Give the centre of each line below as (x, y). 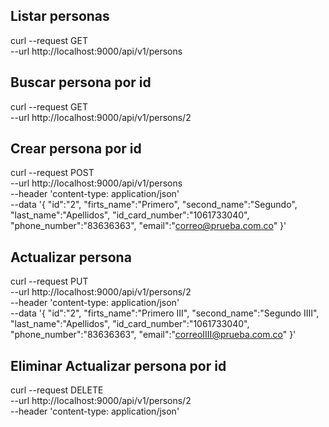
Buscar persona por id (81, 82)
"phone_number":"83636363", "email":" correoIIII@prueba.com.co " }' (153, 335)
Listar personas (60, 16)
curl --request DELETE (57, 390)
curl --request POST (52, 173)
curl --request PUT (49, 281)
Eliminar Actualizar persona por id (118, 365)
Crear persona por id (76, 149)
